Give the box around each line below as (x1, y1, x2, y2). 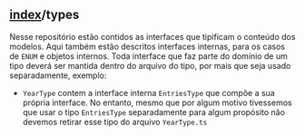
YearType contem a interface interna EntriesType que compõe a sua (22, 87, 275, 98)
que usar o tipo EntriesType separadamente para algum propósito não (22, 106, 286, 117)
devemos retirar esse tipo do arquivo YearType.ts (22, 116, 208, 127)
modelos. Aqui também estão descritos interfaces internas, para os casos (9, 41, 286, 52)
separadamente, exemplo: (9, 70, 107, 81)
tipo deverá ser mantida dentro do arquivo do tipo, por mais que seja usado (9, 60, 291, 71)
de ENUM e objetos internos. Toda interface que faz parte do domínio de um (9, 50, 288, 62)
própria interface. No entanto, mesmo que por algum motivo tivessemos (22, 97, 292, 108)
